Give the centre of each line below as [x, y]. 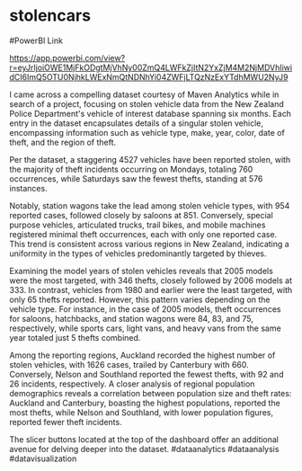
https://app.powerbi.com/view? [67, 58]
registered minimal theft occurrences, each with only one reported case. [143, 234]
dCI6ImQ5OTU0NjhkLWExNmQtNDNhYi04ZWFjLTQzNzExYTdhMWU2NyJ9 [149, 76]
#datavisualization [43, 458]
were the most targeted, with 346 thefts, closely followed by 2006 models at [151, 280]
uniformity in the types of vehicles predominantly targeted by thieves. [138, 253]
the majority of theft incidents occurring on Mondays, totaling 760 [131, 169]
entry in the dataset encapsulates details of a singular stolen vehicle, [136, 123]
